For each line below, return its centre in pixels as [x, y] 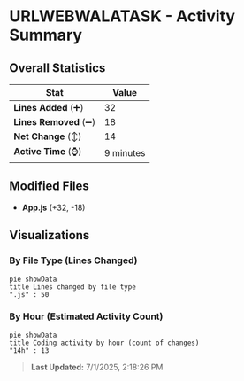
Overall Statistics [57, 68]
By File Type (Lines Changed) [73, 260]
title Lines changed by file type [73, 287]
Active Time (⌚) [48, 151]
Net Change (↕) [48, 136]
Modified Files [50, 187]
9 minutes [125, 152]
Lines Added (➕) [49, 108]
